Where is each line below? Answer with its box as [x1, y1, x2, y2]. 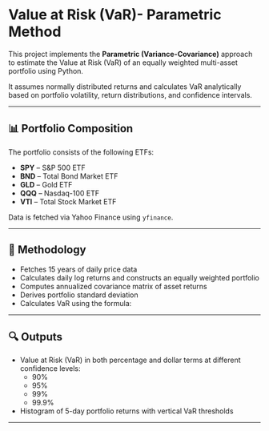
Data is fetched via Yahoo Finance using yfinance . [8, 212, 174, 222]
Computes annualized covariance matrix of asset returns [19, 281, 207, 291]
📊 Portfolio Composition [8, 122, 134, 135]
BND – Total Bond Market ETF [19, 171, 118, 181]
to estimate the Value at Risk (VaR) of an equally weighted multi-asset [8, 58, 239, 67]
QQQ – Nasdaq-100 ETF [19, 188, 100, 198]
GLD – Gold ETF [19, 179, 73, 189]
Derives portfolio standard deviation [19, 290, 139, 300]
